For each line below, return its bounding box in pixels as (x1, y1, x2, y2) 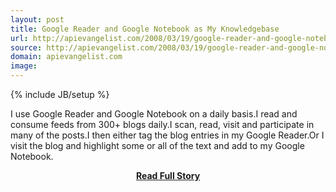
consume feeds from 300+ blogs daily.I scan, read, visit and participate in (10, 119, 315, 130)
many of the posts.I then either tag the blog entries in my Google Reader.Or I (10, 129, 325, 141)
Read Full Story (135, 170, 201, 181)
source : (10, 42, 43, 53)
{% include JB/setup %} (10, 89, 110, 100)
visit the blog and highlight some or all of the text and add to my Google (10, 140, 305, 151)
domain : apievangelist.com (10, 52, 123, 62)
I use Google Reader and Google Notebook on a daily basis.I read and (10, 108, 298, 120)
